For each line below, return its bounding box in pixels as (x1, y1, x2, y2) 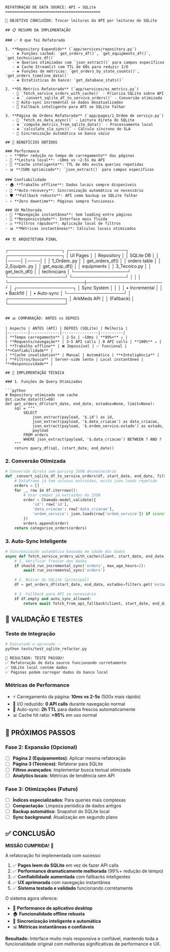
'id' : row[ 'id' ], (32, 502, 69, 507)
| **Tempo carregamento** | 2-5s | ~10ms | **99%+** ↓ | (5, 335, 128, 340)
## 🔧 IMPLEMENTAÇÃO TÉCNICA (5, 370, 65, 375)
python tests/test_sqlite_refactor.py (5, 647, 87, 652)
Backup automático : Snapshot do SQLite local (12, 808, 110, 815)
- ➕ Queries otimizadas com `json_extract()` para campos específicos (12, 60, 164, 65)
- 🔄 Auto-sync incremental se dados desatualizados (12, 100, 123, 105)
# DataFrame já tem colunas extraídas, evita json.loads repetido (14, 478, 157, 484)
